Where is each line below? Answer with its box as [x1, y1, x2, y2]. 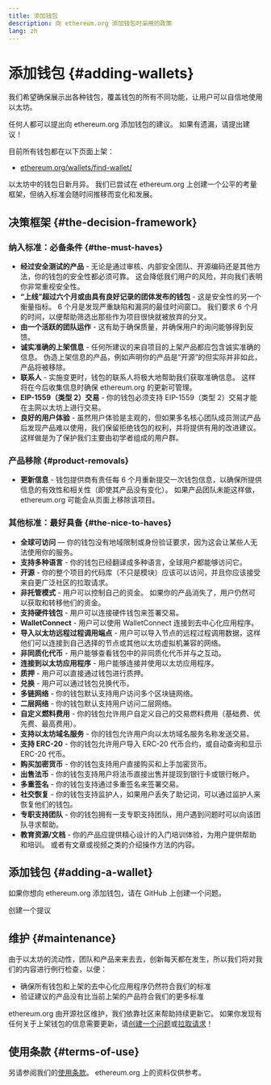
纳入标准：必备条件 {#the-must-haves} [8, 241, 164, 252]
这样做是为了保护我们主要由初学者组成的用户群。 [19, 433, 183, 442]
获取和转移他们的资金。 [27, 598, 106, 607]
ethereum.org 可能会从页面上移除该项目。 [19, 495, 160, 505]
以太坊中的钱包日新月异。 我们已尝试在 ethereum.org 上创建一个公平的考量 [8, 179, 257, 190]
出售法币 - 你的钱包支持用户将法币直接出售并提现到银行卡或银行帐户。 [19, 769, 254, 778]
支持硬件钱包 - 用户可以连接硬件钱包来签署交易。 [19, 607, 184, 617]
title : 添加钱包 [8, 11, 58, 20]
